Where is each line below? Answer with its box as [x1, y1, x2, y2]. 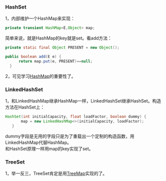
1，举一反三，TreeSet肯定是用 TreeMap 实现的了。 [5, 170, 107, 176]
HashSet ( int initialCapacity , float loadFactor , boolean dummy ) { [5, 114, 146, 119]
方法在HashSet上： [5, 104, 45, 110]
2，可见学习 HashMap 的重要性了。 [5, 73, 76, 79]
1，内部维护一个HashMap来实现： [5, 15, 75, 21]
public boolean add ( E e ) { [5, 54, 61, 59]
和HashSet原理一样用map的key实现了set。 [5, 145, 93, 151]
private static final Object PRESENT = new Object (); [5, 45, 120, 50]
